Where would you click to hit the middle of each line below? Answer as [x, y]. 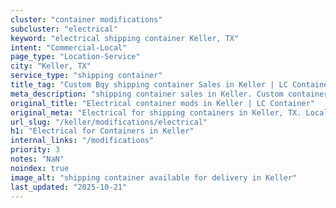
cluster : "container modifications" [86, 19]
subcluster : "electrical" [64, 29]
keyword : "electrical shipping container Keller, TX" [125, 38]
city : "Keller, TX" [51, 66]
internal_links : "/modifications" [82, 141]
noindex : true [40, 168]
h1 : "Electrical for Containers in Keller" [102, 131]
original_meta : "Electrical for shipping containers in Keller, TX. [156, 112]
